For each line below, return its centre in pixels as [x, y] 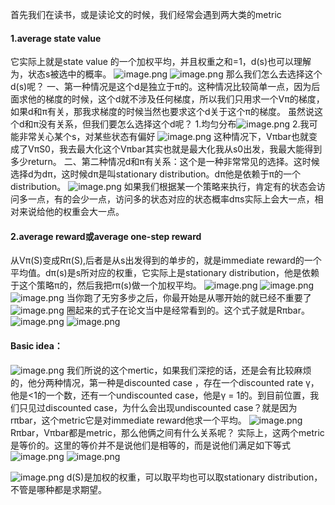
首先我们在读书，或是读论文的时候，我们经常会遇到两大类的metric [146, 14]
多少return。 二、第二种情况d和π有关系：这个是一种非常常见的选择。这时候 [165, 162]
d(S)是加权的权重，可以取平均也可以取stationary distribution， [194, 477]
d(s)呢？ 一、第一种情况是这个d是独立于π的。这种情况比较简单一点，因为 [161, 87]
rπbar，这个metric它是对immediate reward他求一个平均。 [128, 420]
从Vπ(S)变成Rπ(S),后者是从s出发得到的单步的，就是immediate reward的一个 [166, 260]
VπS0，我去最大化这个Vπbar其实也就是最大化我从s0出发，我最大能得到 [175, 149]
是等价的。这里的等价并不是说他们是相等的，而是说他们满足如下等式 [150, 445]
